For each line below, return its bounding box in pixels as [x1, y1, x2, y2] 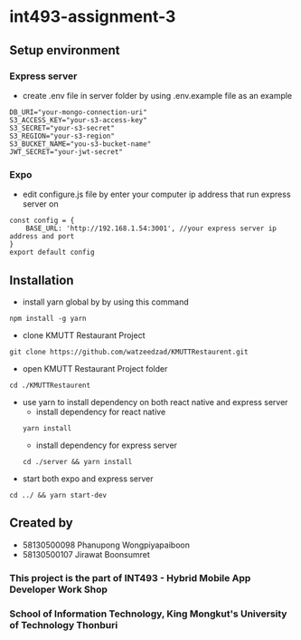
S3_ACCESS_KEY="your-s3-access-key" [9, 115, 147, 124]
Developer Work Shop [9, 583, 108, 596]
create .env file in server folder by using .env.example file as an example [22, 90, 293, 101]
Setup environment [9, 43, 120, 58]
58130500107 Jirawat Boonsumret [22, 548, 151, 559]
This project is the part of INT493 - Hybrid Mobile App [9, 571, 251, 584]
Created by [9, 515, 74, 531]
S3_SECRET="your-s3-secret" [9, 123, 116, 132]
